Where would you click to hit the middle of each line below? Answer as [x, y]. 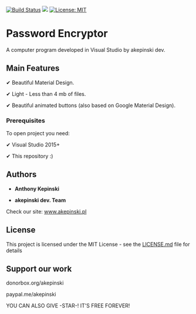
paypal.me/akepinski [31, 295]
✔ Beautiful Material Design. [40, 82]
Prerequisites [26, 121]
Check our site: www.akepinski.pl [46, 211]
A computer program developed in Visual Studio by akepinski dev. [86, 49]
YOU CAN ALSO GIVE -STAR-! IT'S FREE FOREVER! [68, 306]
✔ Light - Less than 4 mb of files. [46, 93]
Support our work [39, 269]
